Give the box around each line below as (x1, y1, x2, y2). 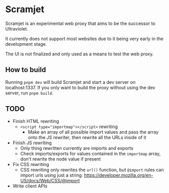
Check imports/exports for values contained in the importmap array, (20, 150, 161, 156)
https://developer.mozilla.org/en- (83, 172, 154, 178)
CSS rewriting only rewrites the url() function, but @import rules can (20, 167, 164, 173)
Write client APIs (12, 183, 47, 189)
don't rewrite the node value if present (20, 156, 101, 162)
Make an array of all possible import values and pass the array (27, 128, 159, 135)
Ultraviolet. (5, 25, 29, 31)
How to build (5, 66, 46, 74)
